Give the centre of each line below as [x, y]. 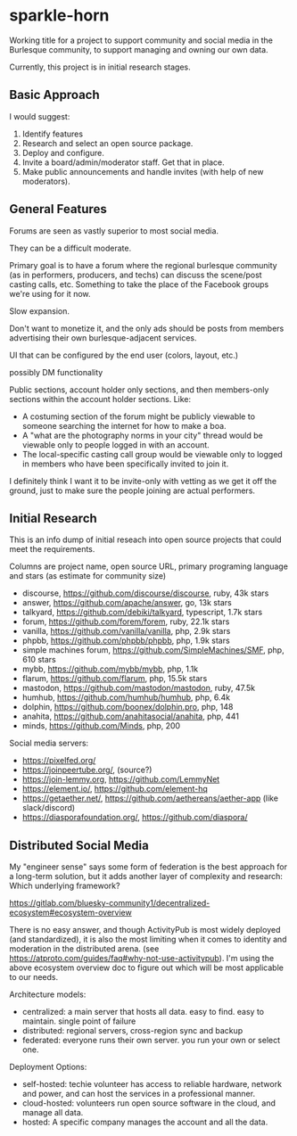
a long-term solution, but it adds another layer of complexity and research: [146, 877]
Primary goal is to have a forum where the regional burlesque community [144, 265]
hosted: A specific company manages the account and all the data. [145, 1122]
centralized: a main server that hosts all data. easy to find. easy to [143, 1012]
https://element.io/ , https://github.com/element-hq [115, 789]
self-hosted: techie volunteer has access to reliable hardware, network [152, 1084]
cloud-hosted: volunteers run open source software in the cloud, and [149, 1103]
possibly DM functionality [56, 372]
